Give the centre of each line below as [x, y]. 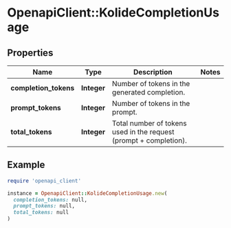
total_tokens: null [41, 213]
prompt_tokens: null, [44, 206]
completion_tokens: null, [51, 200]
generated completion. [149, 92]
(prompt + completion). [150, 141]
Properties [30, 53]
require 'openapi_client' [44, 180]
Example [26, 165]
